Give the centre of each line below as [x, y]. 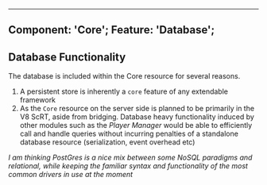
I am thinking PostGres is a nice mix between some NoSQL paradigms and [130, 158]
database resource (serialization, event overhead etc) [107, 142]
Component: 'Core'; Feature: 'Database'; [112, 30]
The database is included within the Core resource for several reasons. [124, 76]
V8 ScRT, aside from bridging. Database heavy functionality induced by [137, 117]
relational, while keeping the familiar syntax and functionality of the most [128, 166]
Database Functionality [67, 57]
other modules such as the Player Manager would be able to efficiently [136, 125]
